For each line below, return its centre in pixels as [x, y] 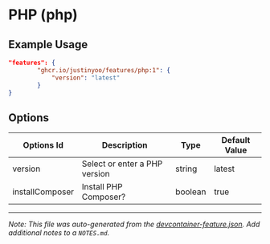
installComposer [43, 192]
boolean [191, 192]
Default [236, 140]
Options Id [43, 145]
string [186, 169]
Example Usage [48, 45]
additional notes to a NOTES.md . [59, 233]
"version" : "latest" [86, 78]
